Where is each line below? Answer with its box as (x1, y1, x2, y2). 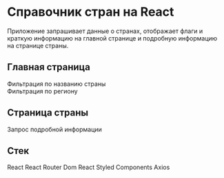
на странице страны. (7, 41, 69, 49)
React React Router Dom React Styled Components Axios (7, 163, 170, 172)
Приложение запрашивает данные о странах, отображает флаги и (7, 27, 203, 35)
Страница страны (7, 107, 88, 119)
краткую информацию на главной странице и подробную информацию (7, 34, 218, 42)
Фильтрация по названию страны (7, 80, 106, 88)
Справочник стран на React (7, 4, 174, 20)
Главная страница (7, 61, 91, 73)
